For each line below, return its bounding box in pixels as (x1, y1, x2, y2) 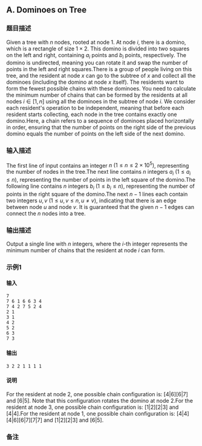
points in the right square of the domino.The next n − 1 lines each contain (6, 191, 188, 198)
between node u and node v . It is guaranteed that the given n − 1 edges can (6, 204, 195, 211)
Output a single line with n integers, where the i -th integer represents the (6, 240, 187, 248)
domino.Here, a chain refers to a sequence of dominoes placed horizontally (6, 117, 195, 125)
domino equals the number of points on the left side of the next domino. (6, 130, 186, 137)
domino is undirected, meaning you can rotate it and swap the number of (6, 59, 188, 66)
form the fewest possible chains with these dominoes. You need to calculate (6, 85, 197, 92)
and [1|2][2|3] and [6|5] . (43, 416, 104, 424)
